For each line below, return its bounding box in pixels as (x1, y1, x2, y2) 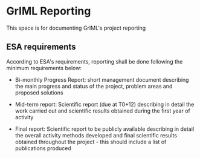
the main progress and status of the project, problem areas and (15, 82, 173, 90)
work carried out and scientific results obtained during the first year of (15, 107, 190, 114)
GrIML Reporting (6, 4, 91, 18)
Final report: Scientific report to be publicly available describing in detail (15, 125, 195, 133)
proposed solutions (15, 89, 63, 96)
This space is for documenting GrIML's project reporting (6, 24, 146, 31)
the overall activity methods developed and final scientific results (15, 131, 177, 139)
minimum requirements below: (6, 64, 82, 71)
